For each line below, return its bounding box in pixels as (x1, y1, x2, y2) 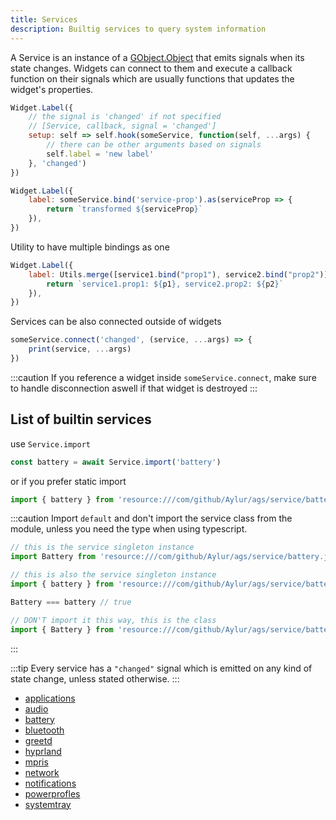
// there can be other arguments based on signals (46, 140, 262, 150)
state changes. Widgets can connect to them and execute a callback (10, 62, 293, 74)
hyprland (24, 745, 62, 757)
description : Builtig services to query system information (10, 24, 267, 34)
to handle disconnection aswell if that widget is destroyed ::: (10, 382, 258, 394)
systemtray (24, 798, 72, 810)
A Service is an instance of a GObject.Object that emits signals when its (10, 51, 305, 63)
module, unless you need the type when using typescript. (10, 523, 248, 535)
